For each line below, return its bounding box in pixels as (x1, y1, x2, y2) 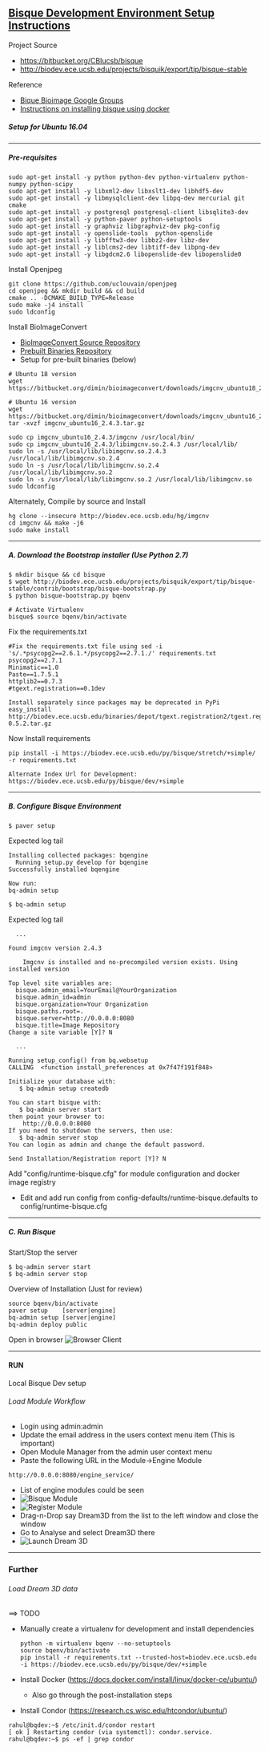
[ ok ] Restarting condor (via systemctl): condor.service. (8, 1729, 214, 1737)
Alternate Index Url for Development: (8, 770, 138, 778)
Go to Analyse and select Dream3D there (19, 1528, 155, 1538)
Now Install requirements (8, 733, 90, 743)
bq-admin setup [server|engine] (8, 1313, 116, 1322)
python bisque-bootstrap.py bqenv (15, 591, 130, 600)
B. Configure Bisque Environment (8, 801, 122, 811)
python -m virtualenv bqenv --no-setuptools (19, 1640, 171, 1648)
